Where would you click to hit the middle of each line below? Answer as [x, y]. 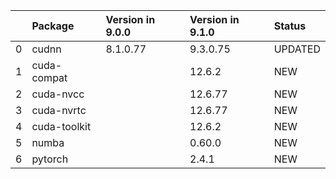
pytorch [50, 159]
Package [53, 26]
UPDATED [297, 49]
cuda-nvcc [58, 94]
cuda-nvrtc [59, 110]
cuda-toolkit [61, 126]
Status [290, 26]
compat [49, 77]
